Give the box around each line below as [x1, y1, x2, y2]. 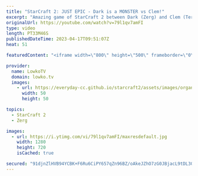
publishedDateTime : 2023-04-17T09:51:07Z [6, 36, 110, 42]
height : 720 [16, 145, 46, 151]
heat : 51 [6, 42, 28, 48]
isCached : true [16, 150, 54, 157]
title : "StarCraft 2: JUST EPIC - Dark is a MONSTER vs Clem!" [6, 8, 165, 15]
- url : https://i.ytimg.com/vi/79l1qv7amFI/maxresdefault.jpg [11, 133, 167, 139]
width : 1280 [16, 139, 46, 145]
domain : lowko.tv [11, 74, 54, 80]
